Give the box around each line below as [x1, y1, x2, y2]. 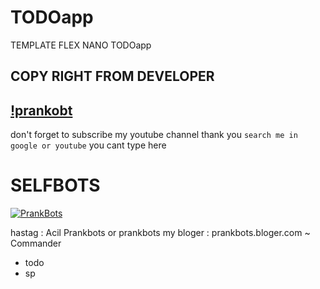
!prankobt [10, 102, 73, 119]
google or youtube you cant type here [10, 139, 167, 151]
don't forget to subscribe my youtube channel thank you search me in [10, 129, 298, 141]
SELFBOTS [10, 174, 101, 197]
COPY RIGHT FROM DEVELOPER [10, 68, 215, 85]
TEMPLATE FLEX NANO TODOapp [10, 39, 152, 51]
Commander [10, 237, 62, 250]
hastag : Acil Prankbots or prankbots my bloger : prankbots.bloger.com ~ [10, 227, 311, 239]
